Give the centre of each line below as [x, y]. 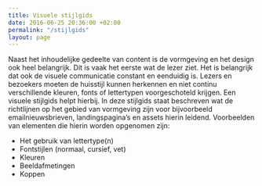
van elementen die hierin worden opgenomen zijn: [89, 126]
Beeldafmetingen [47, 166]
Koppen [32, 174]
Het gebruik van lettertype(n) [66, 141]
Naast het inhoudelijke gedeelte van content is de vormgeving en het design [131, 59]
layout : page [29, 37]
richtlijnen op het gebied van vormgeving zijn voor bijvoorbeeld [111, 109]
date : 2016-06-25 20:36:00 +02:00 [65, 23]
